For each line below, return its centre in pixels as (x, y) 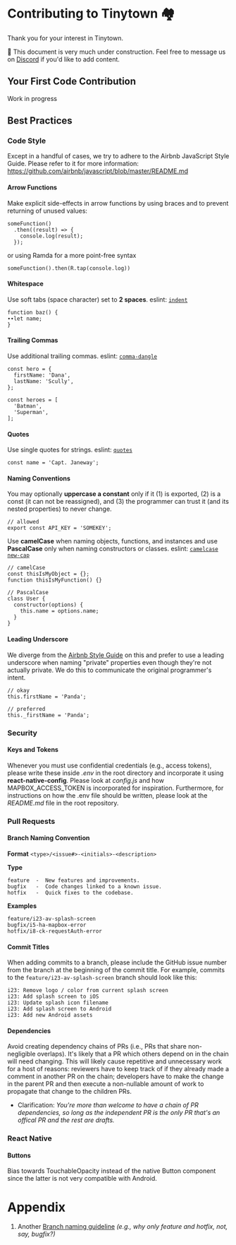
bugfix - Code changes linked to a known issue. (85, 886)
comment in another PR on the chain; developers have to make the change (116, 1076)
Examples (22, 906)
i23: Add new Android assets (50, 1015)
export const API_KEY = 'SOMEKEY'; (60, 528)
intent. (17, 677)
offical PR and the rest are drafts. (66, 1120)
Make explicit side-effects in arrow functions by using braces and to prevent (118, 203)
